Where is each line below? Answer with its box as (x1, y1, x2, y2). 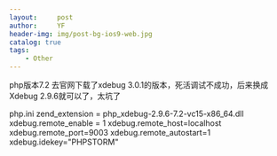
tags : (9, 46, 29, 55)
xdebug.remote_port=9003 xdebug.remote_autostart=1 (9, 128, 211, 137)
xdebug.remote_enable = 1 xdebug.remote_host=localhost (9, 118, 222, 129)
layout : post (9, 12, 74, 22)
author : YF (9, 21, 66, 30)
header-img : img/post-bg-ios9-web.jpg (9, 29, 153, 38)
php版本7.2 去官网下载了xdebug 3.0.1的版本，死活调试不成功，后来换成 (9, 80, 269, 90)
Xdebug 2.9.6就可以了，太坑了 (9, 90, 122, 101)
